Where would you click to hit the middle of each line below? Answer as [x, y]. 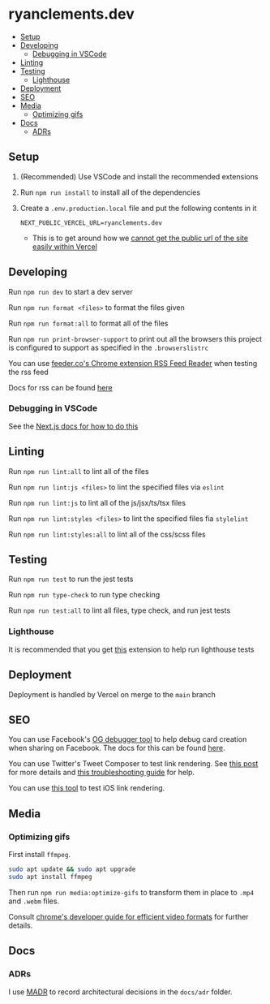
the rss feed [28, 372]
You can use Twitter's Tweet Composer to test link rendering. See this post [133, 764]
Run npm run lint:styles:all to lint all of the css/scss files [107, 534]
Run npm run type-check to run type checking [84, 595]
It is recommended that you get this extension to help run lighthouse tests [131, 649]
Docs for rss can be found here [60, 387]
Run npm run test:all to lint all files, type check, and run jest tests [120, 610]
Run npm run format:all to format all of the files [88, 323]
